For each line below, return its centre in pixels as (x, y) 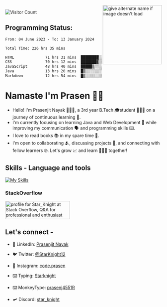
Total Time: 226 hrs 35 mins (35, 48)
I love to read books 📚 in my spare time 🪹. (56, 135)
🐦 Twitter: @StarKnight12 (39, 254)
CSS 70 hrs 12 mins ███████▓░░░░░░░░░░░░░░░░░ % (82, 62)
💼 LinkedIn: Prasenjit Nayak (40, 244)
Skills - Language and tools (48, 168)
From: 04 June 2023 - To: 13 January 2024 (50, 39)
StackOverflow (24, 193)
